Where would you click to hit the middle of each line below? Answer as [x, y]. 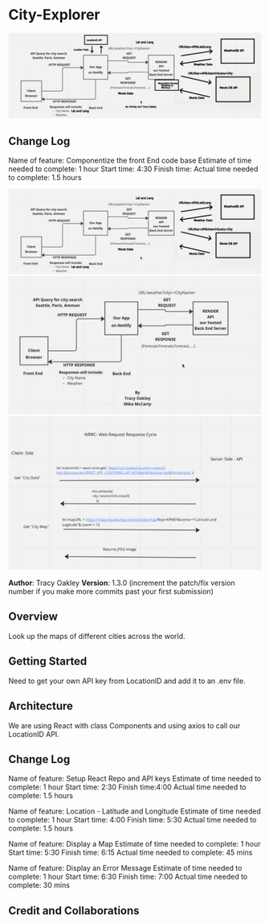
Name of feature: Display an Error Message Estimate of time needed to [125, 868]
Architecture [41, 706]
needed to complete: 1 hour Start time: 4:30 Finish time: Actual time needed [133, 169]
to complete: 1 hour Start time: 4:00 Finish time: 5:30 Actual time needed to [132, 820]
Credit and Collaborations [74, 911]
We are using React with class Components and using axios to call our [124, 725]
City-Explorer [54, 15]
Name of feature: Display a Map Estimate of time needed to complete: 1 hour [134, 844]
